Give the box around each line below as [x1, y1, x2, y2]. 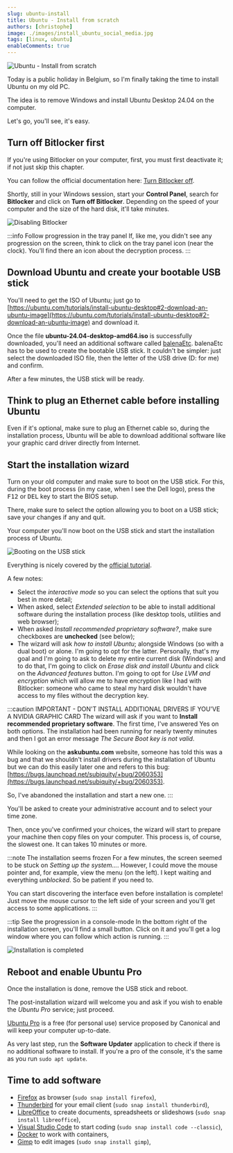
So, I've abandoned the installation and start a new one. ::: [7, 791, 173, 800]
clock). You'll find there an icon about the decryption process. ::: [7, 246, 191, 255]
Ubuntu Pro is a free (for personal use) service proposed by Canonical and [7, 1019, 221, 1027]
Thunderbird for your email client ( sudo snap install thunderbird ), [17, 1100, 209, 1108]
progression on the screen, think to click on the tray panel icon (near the [7, 239, 214, 247]
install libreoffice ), [17, 1115, 81, 1124]
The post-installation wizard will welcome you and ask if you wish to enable [7, 998, 223, 1006]
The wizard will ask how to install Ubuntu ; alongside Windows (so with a [17, 639, 224, 648]
